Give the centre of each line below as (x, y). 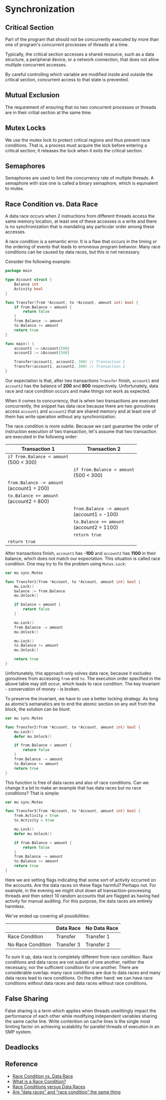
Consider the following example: (38, 262)
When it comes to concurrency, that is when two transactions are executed (82, 401)
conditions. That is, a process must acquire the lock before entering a (76, 145)
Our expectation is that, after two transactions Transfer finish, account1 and (82, 380)
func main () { (20, 344)
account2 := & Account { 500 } (42, 353)
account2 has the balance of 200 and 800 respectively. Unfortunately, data (82, 386)
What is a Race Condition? (39, 1081)
